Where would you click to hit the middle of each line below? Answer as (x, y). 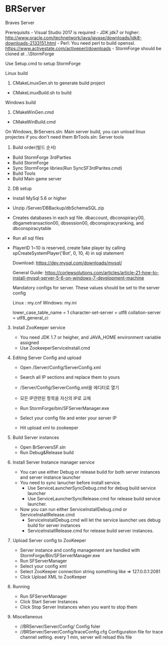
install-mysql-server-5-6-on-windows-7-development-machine (78, 278)
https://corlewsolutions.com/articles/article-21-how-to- (102, 272)
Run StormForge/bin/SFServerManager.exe (64, 408)
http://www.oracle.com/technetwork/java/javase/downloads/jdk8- (73, 38)
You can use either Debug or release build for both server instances (90, 472)
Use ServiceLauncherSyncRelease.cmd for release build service (94, 498)
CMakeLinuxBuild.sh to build (42, 92)
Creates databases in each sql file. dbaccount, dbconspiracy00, (78, 218)
